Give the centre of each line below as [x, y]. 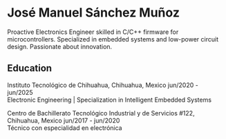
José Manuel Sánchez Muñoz [93, 13]
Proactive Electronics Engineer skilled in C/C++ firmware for [93, 32]
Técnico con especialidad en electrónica [65, 128]
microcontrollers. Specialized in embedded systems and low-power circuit [113, 39]
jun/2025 [20, 92]
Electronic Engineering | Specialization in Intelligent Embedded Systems [110, 100]
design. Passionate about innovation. [60, 46]
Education [30, 68]
